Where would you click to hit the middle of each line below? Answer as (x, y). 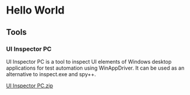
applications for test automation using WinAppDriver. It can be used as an (95, 68)
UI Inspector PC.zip (30, 86)
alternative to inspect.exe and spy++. (51, 74)
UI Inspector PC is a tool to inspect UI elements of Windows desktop (89, 61)
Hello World (35, 10)
